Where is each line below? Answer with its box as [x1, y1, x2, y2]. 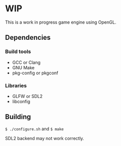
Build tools [5, 48, 31, 55]
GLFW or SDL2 [12, 93, 43, 99]
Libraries [5, 82, 27, 89]
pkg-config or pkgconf [12, 70, 59, 76]
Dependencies [5, 33, 51, 42]
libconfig [12, 98, 30, 104]
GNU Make [12, 64, 35, 70]
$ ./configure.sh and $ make [5, 126, 64, 132]
